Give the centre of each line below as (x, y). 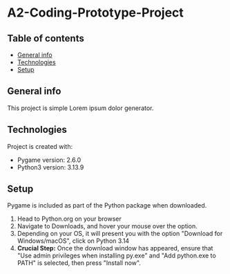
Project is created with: (40, 146)
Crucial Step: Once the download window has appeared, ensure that (115, 248)
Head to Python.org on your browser (69, 219)
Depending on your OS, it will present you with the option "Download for (120, 234)
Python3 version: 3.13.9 (50, 167)
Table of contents (46, 38)
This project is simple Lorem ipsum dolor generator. (80, 108)
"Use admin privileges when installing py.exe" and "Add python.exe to (116, 256)
